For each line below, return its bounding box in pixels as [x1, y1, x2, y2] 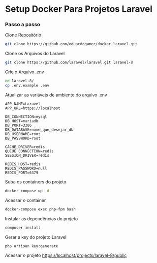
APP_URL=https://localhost [5, 106, 61, 111]
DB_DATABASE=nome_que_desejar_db [5, 127, 74, 132]
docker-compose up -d [5, 188, 50, 193]
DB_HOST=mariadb [5, 118, 38, 123]
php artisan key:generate [5, 243, 58, 249]
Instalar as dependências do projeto [5, 215, 78, 222]
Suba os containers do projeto [5, 178, 66, 185]
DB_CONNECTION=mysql [5, 114, 48, 119]
